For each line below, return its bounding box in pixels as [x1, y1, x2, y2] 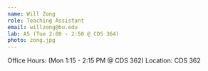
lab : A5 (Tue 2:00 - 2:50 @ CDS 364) [7, 30, 120, 38]
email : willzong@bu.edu [7, 23, 78, 31]
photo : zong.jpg [7, 37, 56, 44]
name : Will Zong [7, 10, 56, 18]
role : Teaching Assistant [7, 17, 84, 24]
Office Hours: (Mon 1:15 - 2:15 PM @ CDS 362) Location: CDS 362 [7, 56, 201, 65]
